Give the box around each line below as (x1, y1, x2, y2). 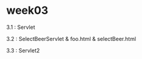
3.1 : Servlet (6, 23, 35, 31)
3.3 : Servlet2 (6, 46, 40, 54)
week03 (6, 4, 49, 17)
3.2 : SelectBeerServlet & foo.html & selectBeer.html (6, 35, 137, 42)
